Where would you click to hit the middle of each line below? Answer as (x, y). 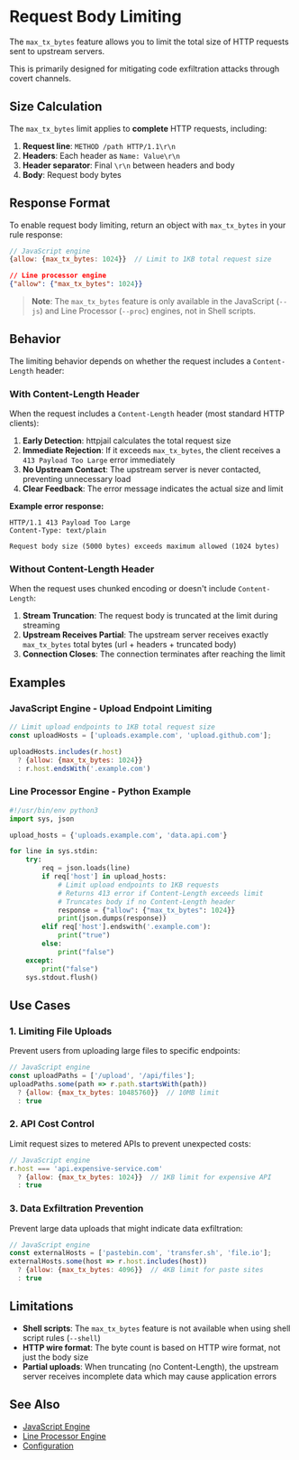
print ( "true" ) (84, 935)
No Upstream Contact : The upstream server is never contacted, (141, 470)
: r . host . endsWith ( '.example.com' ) (84, 768)
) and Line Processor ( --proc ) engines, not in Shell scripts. (148, 311)
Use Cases (40, 1005)
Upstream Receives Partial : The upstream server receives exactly (145, 635)
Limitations (41, 1307)
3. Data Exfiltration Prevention (77, 1209)
